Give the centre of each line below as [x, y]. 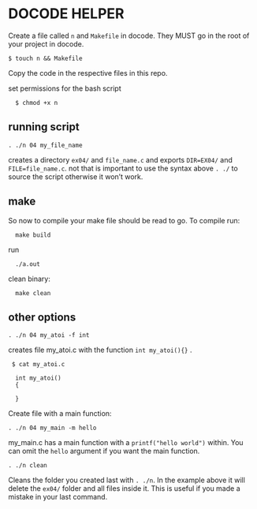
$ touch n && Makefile [45, 58]
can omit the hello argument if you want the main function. [104, 451]
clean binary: [30, 279]
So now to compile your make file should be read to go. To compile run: [124, 220]
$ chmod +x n [37, 103]
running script [44, 127]
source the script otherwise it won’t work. [76, 176]
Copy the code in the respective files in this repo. [88, 73]
